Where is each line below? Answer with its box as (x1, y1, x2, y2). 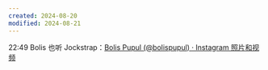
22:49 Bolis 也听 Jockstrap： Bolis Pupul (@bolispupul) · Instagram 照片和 (8, 42, 253, 52)
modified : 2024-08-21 (8, 19, 82, 27)
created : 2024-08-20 (8, 11, 78, 20)
